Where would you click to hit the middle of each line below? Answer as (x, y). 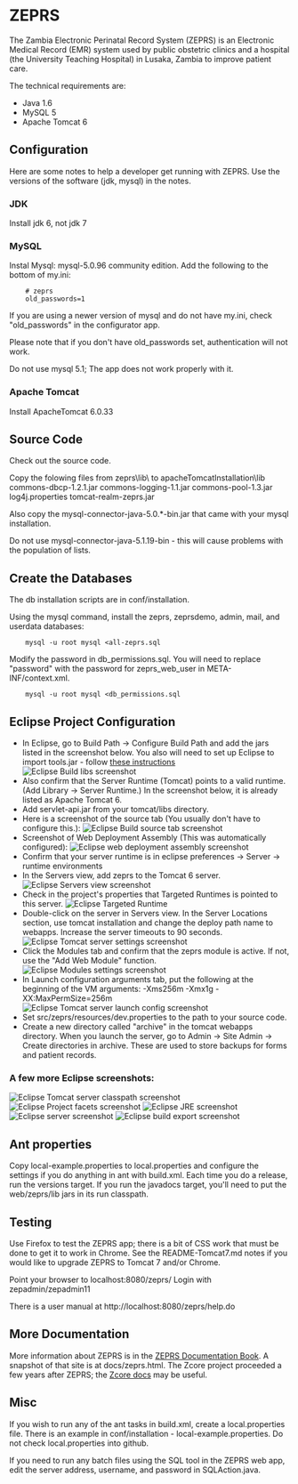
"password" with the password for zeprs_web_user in (107, 669)
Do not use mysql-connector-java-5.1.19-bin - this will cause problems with (146, 541)
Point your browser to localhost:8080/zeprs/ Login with (110, 1279)
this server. (43, 904)
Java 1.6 (37, 102)
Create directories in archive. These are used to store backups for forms (154, 1045)
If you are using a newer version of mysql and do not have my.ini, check (141, 316)
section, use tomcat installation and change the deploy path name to (148, 923)
